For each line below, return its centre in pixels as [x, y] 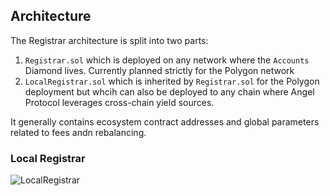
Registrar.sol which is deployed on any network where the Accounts [167, 60]
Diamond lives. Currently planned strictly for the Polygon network [159, 70]
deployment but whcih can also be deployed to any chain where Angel [169, 91]
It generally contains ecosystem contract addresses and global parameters [165, 121]
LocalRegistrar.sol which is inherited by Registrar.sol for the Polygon [172, 81]
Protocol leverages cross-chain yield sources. [119, 102]
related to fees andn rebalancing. [78, 132]
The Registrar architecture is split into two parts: [109, 40]
